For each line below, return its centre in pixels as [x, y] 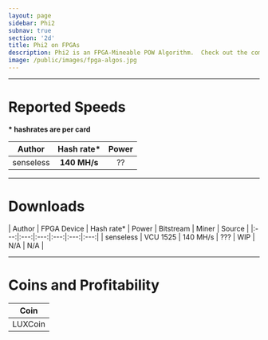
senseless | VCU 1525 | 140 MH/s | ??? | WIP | [180, 237]
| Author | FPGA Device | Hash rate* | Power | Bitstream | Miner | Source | [129, 228]
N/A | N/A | [26, 245]
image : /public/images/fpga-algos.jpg [73, 61]
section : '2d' [32, 38]
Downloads [47, 206]
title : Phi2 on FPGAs [44, 45]
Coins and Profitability [84, 285]
